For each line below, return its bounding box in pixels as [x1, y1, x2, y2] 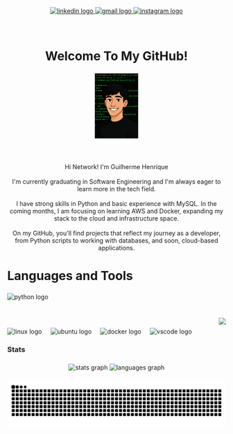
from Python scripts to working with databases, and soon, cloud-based [15, 236, 218, 245]
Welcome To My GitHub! [44, 49, 189, 64]
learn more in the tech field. [77, 184, 156, 193]
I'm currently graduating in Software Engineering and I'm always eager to [12, 177, 221, 186]
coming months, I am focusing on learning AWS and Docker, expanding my [9, 207, 224, 215]
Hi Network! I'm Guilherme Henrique [64, 162, 169, 171]
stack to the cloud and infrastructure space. [53, 214, 180, 223]
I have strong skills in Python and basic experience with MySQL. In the [16, 199, 217, 207]
